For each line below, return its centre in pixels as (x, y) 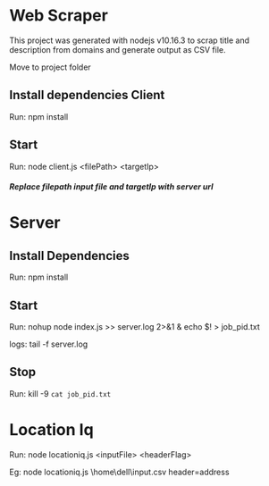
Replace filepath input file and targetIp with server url (111, 187)
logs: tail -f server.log (49, 344)
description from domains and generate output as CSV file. (118, 49)
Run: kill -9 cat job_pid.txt (60, 393)
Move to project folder (50, 67)
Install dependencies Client (87, 95)
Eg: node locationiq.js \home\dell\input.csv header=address (119, 472)
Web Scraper (59, 16)
